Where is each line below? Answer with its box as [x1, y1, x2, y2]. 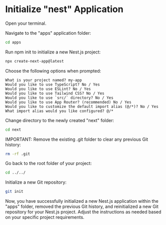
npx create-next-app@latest [5, 59, 64, 64]
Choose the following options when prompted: [5, 68, 102, 74]
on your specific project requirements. [5, 214, 85, 220]
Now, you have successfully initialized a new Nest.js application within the [5, 198, 158, 204]
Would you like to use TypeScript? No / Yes [5, 82, 100, 87]
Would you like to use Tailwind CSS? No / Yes [5, 91, 105, 96]
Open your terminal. [5, 20, 47, 26]
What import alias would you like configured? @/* [5, 108, 114, 114]
